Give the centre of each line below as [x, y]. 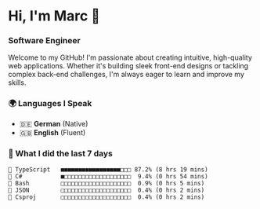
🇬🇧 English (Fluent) [52, 132]
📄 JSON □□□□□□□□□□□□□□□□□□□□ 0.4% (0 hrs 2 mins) [107, 191]
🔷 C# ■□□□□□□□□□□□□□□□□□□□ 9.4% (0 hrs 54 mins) [108, 177]
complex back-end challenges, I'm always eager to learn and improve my [126, 75]
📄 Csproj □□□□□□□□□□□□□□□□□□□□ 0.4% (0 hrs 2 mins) [107, 197]
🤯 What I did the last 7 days [61, 153]
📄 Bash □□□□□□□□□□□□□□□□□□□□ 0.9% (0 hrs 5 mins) [107, 184]
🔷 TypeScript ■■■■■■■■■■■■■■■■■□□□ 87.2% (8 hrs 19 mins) [108, 170]
